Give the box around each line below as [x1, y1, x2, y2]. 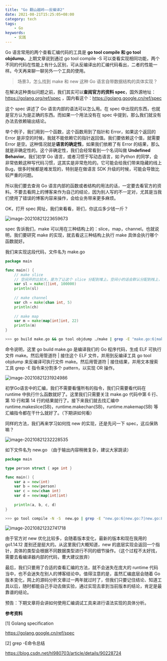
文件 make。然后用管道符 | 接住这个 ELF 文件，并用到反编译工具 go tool [5, 352, 152, 358]
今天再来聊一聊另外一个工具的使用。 [13, 68, 88, 73]
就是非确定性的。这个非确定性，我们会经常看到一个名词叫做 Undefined [5, 147, 151, 153]
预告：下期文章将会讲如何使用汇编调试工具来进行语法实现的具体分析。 [5, 599, 149, 606]
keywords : [5, 30, 26, 35]
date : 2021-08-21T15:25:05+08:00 [5, 12, 75, 17]
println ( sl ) [14, 286, 39, 291]
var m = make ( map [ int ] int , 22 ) [14, 318, 79, 323]
